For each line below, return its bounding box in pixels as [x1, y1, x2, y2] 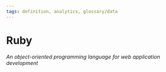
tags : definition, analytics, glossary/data [6, 8, 118, 15]
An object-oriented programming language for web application [6, 53, 160, 60]
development [6, 59, 39, 66]
